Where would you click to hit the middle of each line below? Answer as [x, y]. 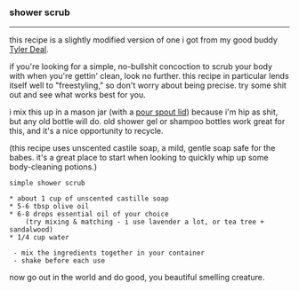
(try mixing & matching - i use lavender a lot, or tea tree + [145, 222]
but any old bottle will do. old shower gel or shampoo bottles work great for [147, 122]
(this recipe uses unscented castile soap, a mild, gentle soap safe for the [142, 148]
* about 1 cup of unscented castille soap [89, 199]
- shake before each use [59, 261]
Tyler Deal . [29, 50]
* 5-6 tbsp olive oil [49, 207]
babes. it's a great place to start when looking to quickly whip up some [139, 158]
